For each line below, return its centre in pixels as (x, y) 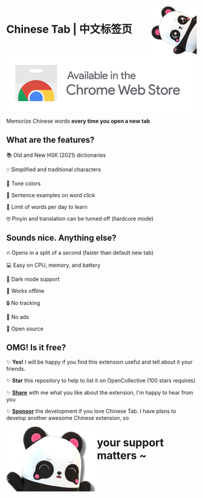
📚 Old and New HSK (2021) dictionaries (56, 155)
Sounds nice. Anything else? (61, 238)
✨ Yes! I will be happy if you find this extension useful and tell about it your (100, 362)
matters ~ (122, 455)
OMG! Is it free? (36, 348)
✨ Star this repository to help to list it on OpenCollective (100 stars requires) (101, 381)
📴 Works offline (25, 290)
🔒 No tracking (23, 303)
